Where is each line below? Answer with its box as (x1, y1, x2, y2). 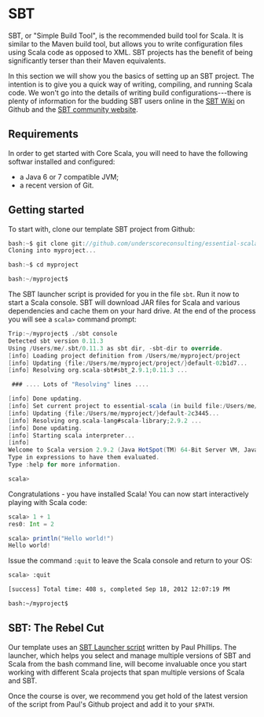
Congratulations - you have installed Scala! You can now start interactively (8, 489, 249, 499)
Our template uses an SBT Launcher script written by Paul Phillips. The (8, 642, 237, 652)
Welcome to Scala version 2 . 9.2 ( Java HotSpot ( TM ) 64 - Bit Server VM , (8, 446, 241, 454)
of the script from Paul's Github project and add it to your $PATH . (8, 699, 214, 709)
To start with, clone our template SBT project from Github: (8, 224, 195, 233)
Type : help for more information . (8, 461, 122, 469)
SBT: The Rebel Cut (8, 622, 104, 635)
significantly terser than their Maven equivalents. (8, 56, 167, 65)
